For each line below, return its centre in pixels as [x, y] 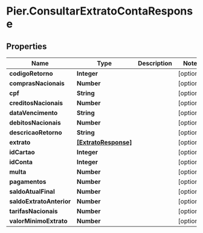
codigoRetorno [31, 74]
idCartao [22, 152]
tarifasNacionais [34, 211]
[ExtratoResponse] [104, 142]
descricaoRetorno [36, 133]
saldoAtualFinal [32, 192]
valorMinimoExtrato [38, 221]
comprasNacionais [37, 83]
